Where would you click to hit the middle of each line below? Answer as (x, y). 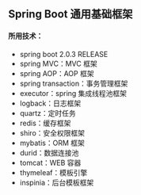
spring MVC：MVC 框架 (58, 63)
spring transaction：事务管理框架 (74, 83)
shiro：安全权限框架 (52, 132)
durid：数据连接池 (49, 152)
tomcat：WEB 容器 (50, 162)
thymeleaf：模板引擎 (53, 172)
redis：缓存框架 (45, 123)
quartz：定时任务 (48, 113)
